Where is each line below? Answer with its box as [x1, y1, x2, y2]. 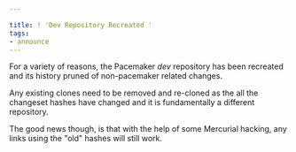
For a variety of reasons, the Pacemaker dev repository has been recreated [9, 61, 284, 72]
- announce [9, 37, 50, 46]
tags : [9, 28, 29, 38]
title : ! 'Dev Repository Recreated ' [9, 20, 152, 29]
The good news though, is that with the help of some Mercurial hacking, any [9, 124, 288, 134]
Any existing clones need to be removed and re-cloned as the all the [9, 87, 259, 98]
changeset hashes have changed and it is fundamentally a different [9, 97, 255, 108]
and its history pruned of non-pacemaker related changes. [9, 71, 223, 81]
